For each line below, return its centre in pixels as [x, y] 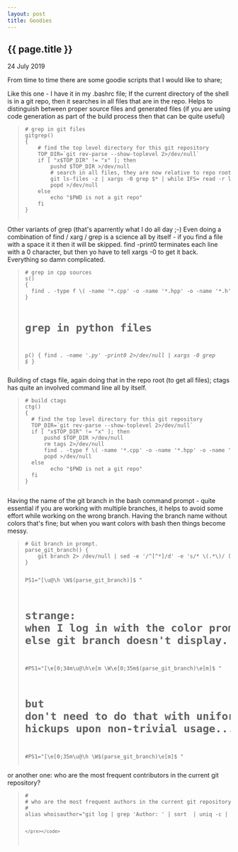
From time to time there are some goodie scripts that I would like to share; [115, 80]
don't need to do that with [107, 717]
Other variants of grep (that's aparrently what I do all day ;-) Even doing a [114, 229]
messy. [18, 531]
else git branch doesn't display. [126, 641]
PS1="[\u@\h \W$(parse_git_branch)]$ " [84, 580]
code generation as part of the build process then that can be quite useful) [116, 116]
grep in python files [88, 327]
